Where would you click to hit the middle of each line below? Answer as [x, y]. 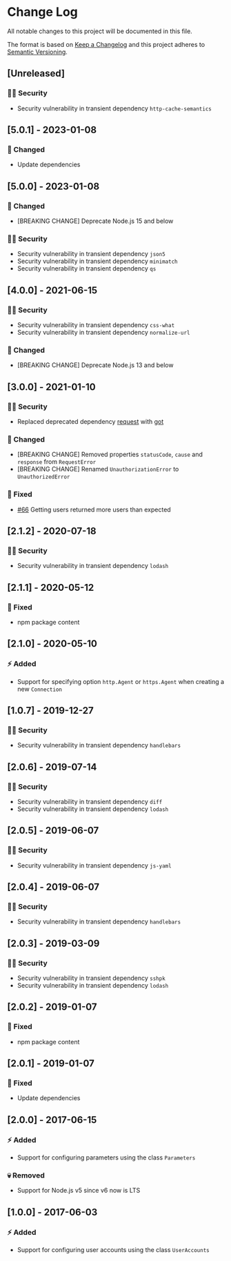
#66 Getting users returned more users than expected [94, 509]
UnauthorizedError [43, 477]
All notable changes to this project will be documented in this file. [100, 31]
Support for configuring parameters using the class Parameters [106, 1157]
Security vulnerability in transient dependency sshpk [91, 978]
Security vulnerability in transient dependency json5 [91, 254]
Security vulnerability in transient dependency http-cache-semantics [114, 108]
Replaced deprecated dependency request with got [90, 421]
